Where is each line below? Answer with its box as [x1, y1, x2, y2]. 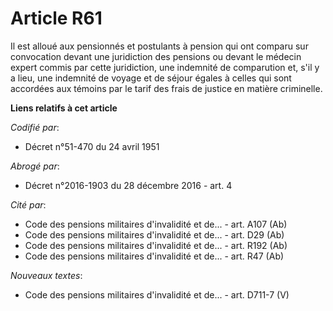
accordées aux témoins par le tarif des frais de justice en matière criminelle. [10, 82, 323, 94]
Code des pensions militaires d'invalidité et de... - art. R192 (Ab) [24, 239, 288, 251]
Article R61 [10, 7, 103, 30]
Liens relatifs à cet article [10, 102, 118, 114]
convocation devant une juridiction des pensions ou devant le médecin [10, 50, 302, 62]
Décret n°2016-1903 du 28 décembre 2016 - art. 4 [24, 179, 233, 191]
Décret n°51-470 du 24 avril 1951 [24, 140, 160, 152]
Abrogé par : [10, 160, 60, 172]
